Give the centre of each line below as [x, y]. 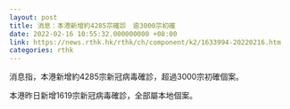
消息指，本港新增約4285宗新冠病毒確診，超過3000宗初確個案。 [126, 77]
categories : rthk [41, 51]
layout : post [33, 17]
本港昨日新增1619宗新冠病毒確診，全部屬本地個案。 [104, 96]
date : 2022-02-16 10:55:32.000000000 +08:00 [93, 34]
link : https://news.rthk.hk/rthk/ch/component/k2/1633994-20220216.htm [145, 42]
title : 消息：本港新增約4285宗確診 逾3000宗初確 [92, 26]
